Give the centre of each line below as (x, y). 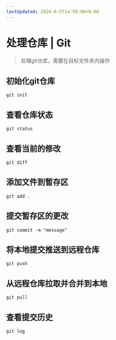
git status (20, 129)
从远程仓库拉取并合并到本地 (57, 283)
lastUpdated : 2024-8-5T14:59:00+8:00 (53, 12)
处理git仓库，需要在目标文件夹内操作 (65, 61)
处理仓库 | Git (38, 43)
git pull (17, 298)
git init (17, 95)
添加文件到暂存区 (37, 182)
